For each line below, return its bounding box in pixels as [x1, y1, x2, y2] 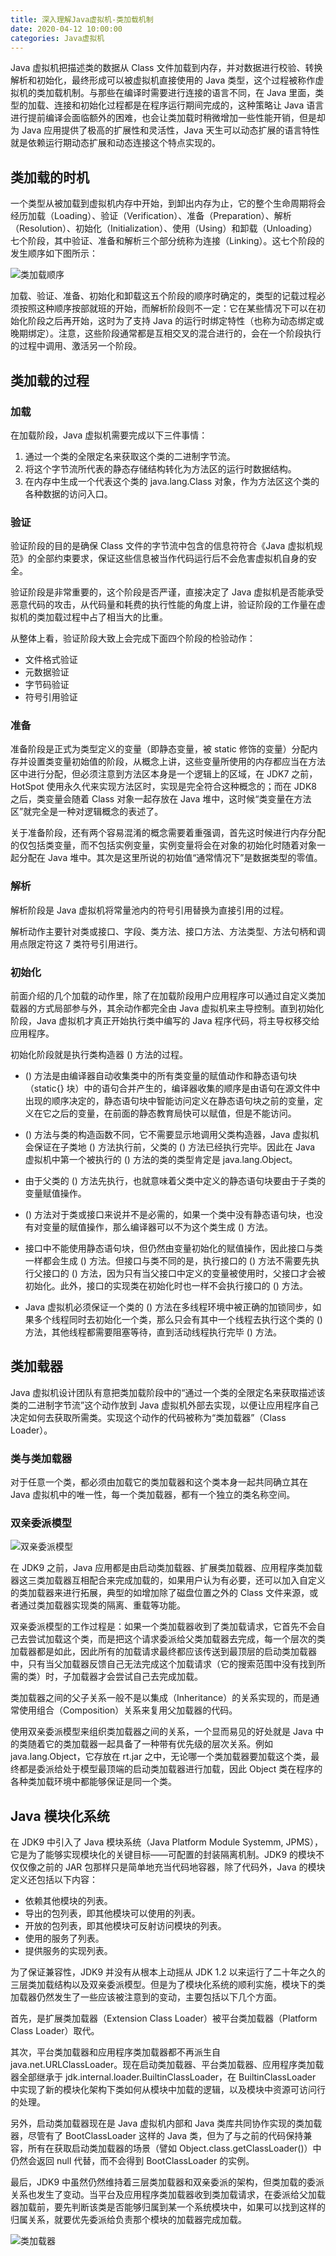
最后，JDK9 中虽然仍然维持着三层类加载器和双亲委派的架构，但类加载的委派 [10, 2176, 325, 2188]
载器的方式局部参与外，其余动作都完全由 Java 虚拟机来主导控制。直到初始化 [10, 1002, 325, 1015]
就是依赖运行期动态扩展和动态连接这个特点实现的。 [10, 137, 221, 149]
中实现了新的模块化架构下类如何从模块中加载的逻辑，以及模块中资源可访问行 [10, 2084, 326, 2096]
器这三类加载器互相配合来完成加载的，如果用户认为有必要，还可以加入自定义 [10, 1574, 326, 1586]
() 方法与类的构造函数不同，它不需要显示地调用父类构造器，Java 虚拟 [24, 1129, 311, 1141]
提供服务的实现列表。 [24, 1945, 113, 1957]
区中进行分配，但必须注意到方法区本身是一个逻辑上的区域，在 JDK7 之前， [10, 768, 318, 780]
